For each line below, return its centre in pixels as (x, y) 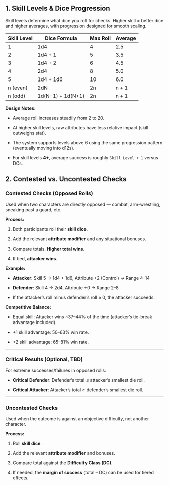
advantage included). (34, 322)
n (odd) (17, 96)
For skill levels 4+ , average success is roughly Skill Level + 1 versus (85, 157)
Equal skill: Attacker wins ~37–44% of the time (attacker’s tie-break (82, 317)
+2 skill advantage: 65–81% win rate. (51, 342)
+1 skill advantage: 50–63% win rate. (51, 332)
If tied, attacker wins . (35, 258)
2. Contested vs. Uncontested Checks (66, 179)
